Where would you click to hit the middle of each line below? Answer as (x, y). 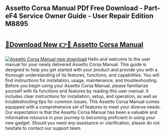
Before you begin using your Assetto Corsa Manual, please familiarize (77, 85)
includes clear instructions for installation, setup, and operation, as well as (81, 96)
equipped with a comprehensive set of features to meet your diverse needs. (83, 107)
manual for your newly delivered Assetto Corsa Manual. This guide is (76, 64)
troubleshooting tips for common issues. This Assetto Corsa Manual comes (82, 101)
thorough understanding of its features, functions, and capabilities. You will (82, 75)
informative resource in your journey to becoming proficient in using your (80, 117)
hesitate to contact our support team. (43, 128)
